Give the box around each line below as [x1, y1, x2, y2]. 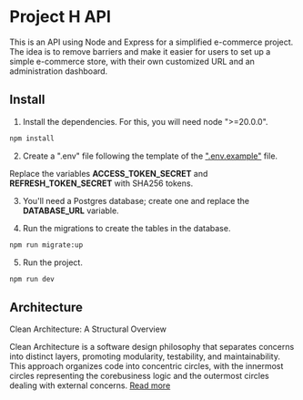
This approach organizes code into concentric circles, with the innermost [9, 361, 284, 372]
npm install [9, 134, 55, 143]
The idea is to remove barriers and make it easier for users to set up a [9, 46, 271, 56]
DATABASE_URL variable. [22, 205, 120, 216]
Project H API [9, 6, 112, 27]
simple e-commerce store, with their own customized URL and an [9, 56, 255, 67]
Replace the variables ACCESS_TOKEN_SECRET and [9, 168, 208, 179]
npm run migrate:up [9, 240, 84, 250]
